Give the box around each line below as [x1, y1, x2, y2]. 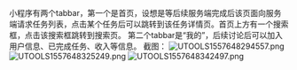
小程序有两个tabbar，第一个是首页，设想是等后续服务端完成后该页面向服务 [9, 8, 282, 18]
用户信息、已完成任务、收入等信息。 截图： [9, 41, 167, 51]
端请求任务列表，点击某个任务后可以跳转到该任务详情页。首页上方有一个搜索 [9, 19, 289, 29]
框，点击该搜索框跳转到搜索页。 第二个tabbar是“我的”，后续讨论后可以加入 [9, 30, 284, 40]
